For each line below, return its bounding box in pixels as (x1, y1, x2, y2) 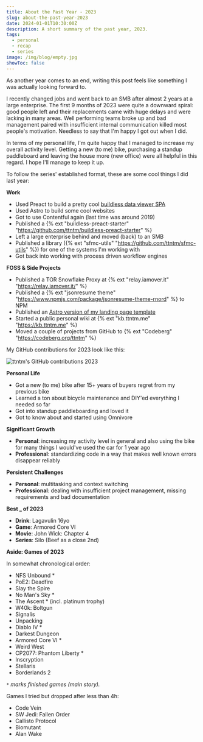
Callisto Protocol (15, 717, 57, 724)
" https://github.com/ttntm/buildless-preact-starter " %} (15, 226, 153, 233)
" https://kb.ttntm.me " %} (15, 321, 78, 328)
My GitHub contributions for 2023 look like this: (6, 345, 125, 353)
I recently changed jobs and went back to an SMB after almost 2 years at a (6, 95, 193, 102)
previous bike (15, 387, 50, 395)
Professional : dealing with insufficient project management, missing (15, 487, 187, 494)
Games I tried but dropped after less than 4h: (6, 692, 119, 699)
